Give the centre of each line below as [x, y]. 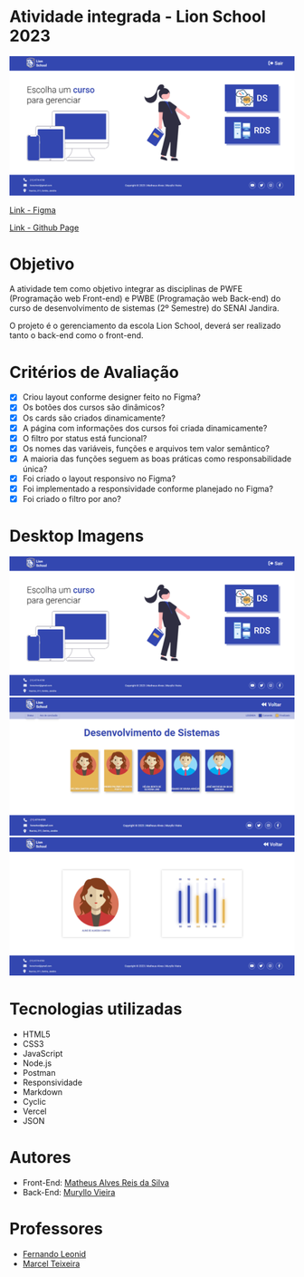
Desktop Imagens [77, 536]
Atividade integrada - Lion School [138, 17]
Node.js [37, 1063]
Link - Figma [33, 209]
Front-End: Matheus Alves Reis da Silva [96, 1182]
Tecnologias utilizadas [96, 1009]
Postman [39, 1072]
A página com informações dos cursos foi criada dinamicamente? [145, 428]
